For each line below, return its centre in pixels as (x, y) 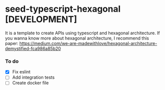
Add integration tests (33, 77)
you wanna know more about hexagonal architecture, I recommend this (77, 38)
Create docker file (30, 83)
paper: (12, 43)
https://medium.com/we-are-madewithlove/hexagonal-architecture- (88, 43)
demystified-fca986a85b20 (33, 48)
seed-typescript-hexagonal (63, 9)
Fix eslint (21, 72)
